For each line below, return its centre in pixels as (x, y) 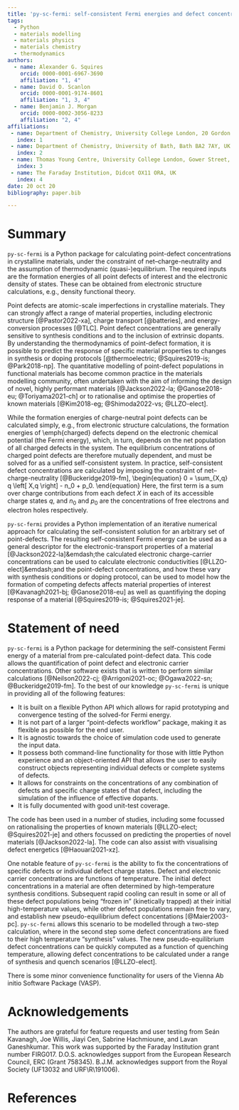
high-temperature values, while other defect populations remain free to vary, (119, 909)
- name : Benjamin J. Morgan (55, 107)
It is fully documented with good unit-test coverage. (94, 805)
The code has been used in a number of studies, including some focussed (116, 819)
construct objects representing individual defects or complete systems (121, 768)
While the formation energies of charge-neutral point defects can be (107, 418)
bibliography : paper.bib (44, 193)
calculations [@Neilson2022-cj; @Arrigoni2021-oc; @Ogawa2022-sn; (110, 678)
